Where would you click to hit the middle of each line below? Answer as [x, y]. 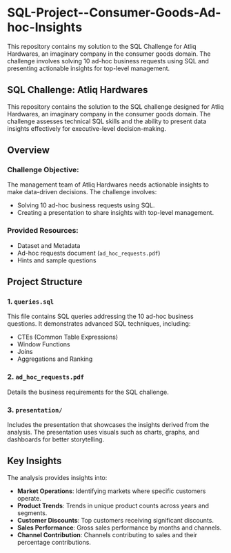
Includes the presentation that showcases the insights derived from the [108, 425]
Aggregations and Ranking [55, 359]
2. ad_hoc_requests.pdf [46, 377]
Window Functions [43, 344]
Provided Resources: [43, 231]
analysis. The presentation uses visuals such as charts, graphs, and [103, 432]
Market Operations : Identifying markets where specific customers [111, 491]
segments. [32, 513]
